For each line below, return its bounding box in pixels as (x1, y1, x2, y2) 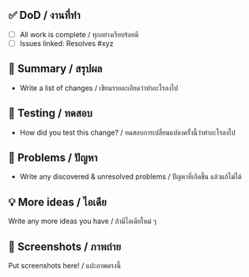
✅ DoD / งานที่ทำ (8, 9, 81, 22)
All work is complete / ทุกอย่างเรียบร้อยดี (19, 29, 139, 39)
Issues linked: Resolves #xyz (19, 38, 114, 48)
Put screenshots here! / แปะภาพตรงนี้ (8, 261, 121, 270)
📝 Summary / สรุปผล (8, 62, 103, 76)
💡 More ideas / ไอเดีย (8, 195, 107, 209)
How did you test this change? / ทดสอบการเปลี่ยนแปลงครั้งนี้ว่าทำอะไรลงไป (19, 127, 236, 137)
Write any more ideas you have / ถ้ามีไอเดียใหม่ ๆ (8, 216, 157, 226)
